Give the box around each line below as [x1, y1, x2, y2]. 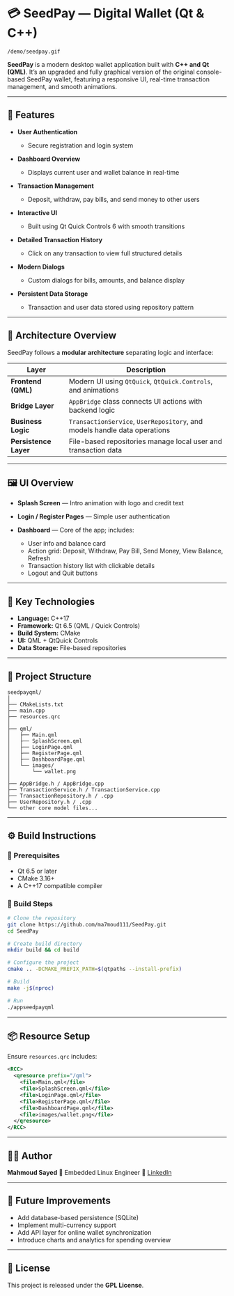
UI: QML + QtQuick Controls [17, 636, 98, 645]
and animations [68, 385, 119, 395]
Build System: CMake [17, 629, 81, 638]
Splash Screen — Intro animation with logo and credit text [17, 499, 185, 507]
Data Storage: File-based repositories [17, 644, 127, 652]
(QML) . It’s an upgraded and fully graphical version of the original [7, 68, 195, 76]
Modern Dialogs [17, 262, 65, 271]
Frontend [10, 377, 42, 386]
